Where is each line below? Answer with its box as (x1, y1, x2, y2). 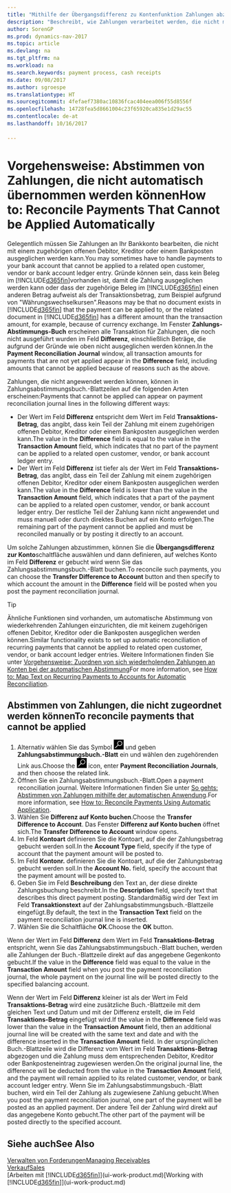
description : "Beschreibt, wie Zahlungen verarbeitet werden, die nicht (7, 18, 220, 26)
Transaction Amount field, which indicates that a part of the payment (16, 493, 214, 501)
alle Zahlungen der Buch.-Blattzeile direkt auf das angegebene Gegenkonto (7, 951, 221, 959)
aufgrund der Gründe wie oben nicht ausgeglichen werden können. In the (7, 342, 213, 350)
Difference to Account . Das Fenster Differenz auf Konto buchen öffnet (16, 820, 220, 828)
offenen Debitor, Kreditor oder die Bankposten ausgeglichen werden (7, 628, 201, 637)
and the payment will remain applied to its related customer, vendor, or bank (7, 1074, 223, 1082)
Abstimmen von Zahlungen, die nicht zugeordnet (7, 700, 222, 711)
